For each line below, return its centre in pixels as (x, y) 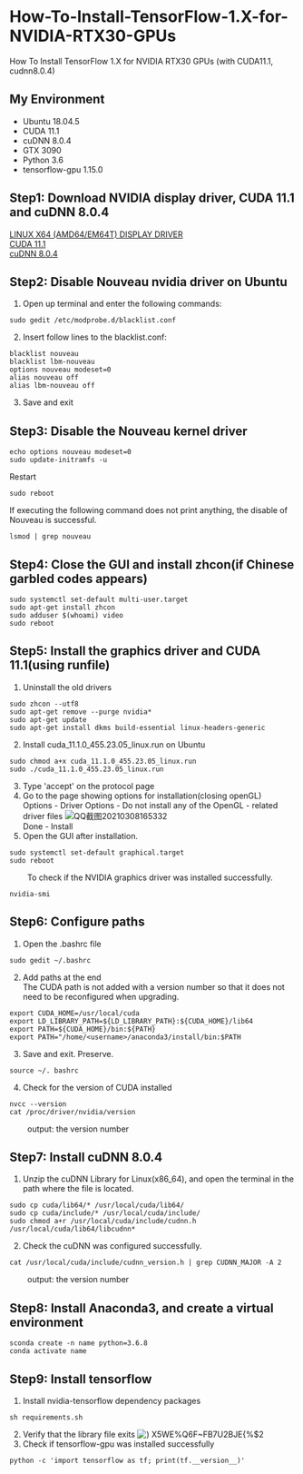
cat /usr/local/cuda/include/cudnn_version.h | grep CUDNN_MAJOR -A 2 (146, 1263)
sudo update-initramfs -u (58, 460)
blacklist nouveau (44, 354)
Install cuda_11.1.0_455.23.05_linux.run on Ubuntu (114, 744)
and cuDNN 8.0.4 (59, 212)
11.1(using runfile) (60, 665)
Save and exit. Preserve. (68, 1054)
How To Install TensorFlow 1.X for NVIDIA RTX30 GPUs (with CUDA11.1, (142, 61)
